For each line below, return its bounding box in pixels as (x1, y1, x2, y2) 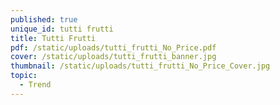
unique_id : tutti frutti (10, 24, 114, 34)
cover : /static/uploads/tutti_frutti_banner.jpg (10, 52, 217, 62)
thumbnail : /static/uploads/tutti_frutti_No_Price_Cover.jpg (10, 61, 271, 71)
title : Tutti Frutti (10, 33, 97, 43)
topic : (10, 71, 38, 81)
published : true (10, 14, 78, 25)
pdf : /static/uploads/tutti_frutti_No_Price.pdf (10, 42, 217, 53)
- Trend (19, 80, 52, 90)
